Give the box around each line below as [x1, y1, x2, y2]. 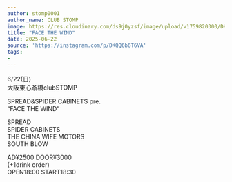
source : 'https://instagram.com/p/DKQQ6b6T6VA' [7, 42, 147, 49]
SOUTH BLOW [7, 139, 48, 148]
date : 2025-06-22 [7, 36, 57, 43]
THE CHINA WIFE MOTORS [7, 132, 85, 141]
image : [7, 23, 26, 30]
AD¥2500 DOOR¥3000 [7, 153, 72, 161]
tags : [7, 49, 23, 56]
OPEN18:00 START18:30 [7, 168, 76, 176]
